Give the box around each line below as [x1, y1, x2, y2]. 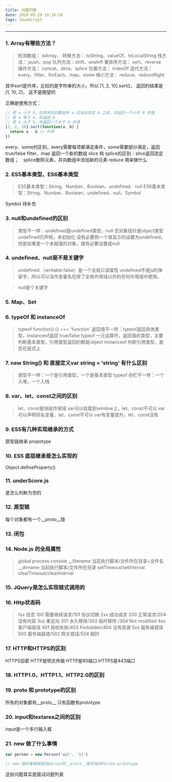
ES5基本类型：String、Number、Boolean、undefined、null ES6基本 [17, 183, 161, 190]
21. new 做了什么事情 [5, 740, 57, 747]
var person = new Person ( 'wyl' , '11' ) [5, 752, 88, 757]
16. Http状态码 [5, 599, 41, 606]
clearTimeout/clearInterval [17, 570, 74, 576]
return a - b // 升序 [10, 129, 55, 134]
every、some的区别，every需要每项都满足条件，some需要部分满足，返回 [5, 144, 160, 150]
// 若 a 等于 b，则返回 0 [5, 115, 55, 120]
